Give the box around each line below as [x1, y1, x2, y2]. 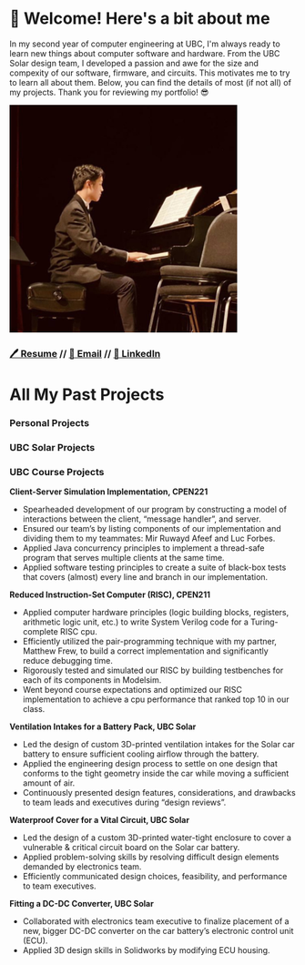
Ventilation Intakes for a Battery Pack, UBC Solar [9, 721, 197, 732]
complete [22, 626, 59, 637]
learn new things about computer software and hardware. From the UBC [9, 47, 280, 58]
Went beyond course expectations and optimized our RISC [22, 685, 243, 696]
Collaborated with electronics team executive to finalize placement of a [22, 916, 290, 927]
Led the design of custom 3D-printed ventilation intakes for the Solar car [22, 739, 296, 750]
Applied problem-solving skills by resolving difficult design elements [22, 851, 280, 863]
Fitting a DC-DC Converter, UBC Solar [9, 899, 155, 909]
